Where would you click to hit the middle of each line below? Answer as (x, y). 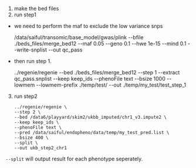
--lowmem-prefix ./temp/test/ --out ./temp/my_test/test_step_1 (111, 85)
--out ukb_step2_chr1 (40, 148)
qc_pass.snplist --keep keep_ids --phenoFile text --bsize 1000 (89, 79)
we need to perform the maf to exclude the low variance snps (88, 26)
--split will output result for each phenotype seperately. (74, 159)
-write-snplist (31, 50)
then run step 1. (33, 61)
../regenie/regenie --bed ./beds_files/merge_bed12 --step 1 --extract (97, 72)
